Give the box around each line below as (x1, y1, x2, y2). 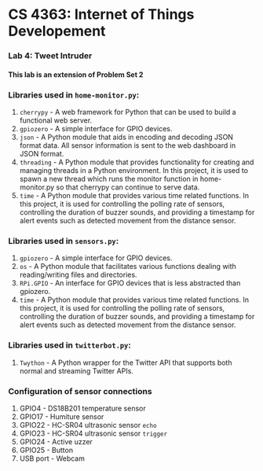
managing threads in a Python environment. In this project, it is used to (19, 166, 249, 175)
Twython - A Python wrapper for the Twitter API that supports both (19, 358, 232, 367)
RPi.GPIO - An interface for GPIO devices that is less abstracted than (19, 278, 241, 288)
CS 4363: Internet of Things (8, 6, 195, 24)
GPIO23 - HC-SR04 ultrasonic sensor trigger (19, 429, 167, 438)
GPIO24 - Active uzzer (19, 436, 93, 446)
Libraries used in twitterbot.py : (8, 340, 131, 351)
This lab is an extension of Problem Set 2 (8, 69, 144, 79)
